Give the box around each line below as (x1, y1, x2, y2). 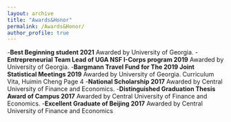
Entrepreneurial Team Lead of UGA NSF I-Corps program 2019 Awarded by (7, 56, 224, 64)
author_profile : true (7, 29, 70, 37)
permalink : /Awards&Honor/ (7, 23, 85, 30)
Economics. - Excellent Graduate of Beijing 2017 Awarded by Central (7, 99, 203, 108)
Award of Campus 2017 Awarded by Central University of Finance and (7, 92, 208, 101)
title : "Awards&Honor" (7, 17, 72, 23)
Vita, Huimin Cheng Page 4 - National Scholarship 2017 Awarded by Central (7, 77, 223, 86)
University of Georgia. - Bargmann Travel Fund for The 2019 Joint (7, 63, 195, 71)
